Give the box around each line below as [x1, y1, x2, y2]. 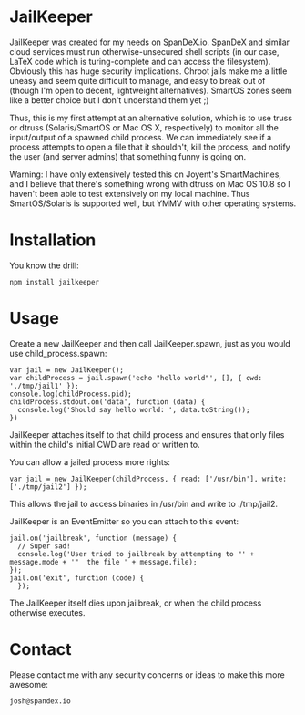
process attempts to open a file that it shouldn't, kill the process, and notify [9, 141, 290, 152]
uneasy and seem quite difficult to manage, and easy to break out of [9, 75, 266, 86]
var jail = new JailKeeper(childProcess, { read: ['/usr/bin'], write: [9, 474, 287, 483]
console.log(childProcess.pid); [9, 389, 132, 399]
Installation [9, 230, 97, 251]
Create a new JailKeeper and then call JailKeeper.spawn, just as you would [9, 337, 291, 348]
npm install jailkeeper [9, 277, 100, 286]
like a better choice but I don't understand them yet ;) [9, 94, 209, 106]
